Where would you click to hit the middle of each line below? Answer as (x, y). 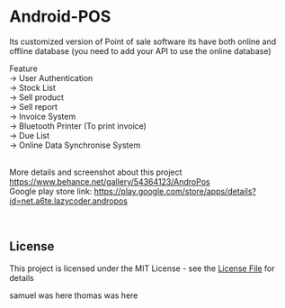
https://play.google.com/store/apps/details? (175, 191)
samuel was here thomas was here (74, 295)
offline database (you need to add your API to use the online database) (140, 50)
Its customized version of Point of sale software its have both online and (143, 41)
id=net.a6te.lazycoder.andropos (69, 201)
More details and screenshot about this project (96, 172)
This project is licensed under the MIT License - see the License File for (142, 268)
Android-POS (60, 17)
